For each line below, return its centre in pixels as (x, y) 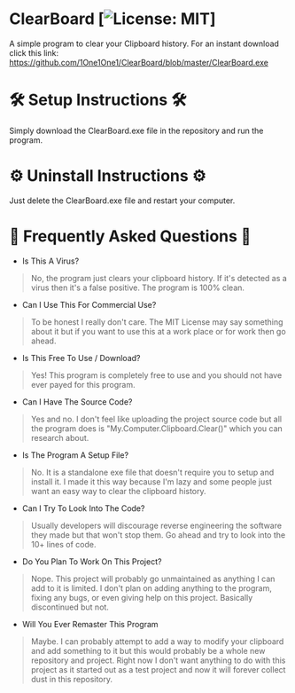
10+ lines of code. (63, 544)
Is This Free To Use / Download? (81, 358)
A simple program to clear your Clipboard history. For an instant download (144, 43)
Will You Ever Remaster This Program (90, 624)
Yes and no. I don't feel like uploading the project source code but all (156, 419)
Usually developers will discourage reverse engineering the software (156, 525)
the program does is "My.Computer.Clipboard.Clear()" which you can (157, 428)
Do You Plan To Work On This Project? (92, 561)
